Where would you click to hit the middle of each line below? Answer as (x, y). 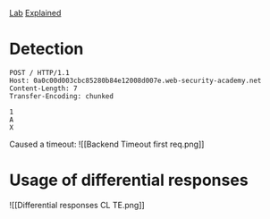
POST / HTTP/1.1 (39, 72)
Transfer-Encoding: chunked (62, 96)
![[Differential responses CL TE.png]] (77, 205)
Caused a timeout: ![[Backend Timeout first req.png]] (107, 144)
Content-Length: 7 (43, 88)
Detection (46, 49)
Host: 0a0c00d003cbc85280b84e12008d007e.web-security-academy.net (135, 80)
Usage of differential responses (129, 180)
